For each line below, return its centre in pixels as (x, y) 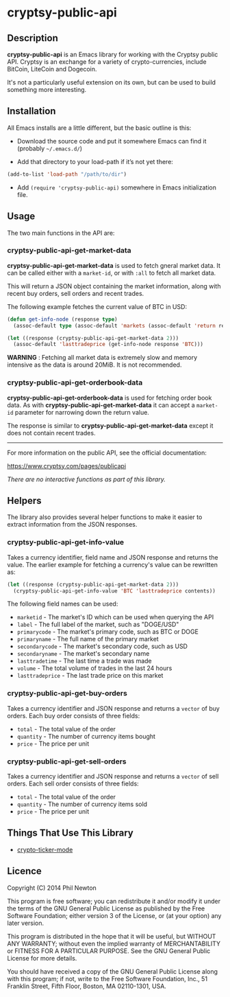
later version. (26, 923)
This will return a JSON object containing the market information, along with (114, 286)
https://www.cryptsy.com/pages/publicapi (67, 466)
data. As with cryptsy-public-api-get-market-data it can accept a (101, 405)
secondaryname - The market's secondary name (83, 654)
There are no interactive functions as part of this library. (86, 479)
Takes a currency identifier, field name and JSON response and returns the (113, 557)
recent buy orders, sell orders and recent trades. (76, 293)
